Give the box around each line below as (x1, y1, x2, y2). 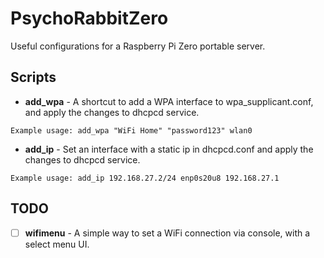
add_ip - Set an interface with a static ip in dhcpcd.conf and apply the (24, 143, 314, 155)
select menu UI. (24, 238, 90, 250)
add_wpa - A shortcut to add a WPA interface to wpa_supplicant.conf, (24, 95, 314, 107)
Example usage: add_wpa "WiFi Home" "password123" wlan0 (10, 125, 253, 136)
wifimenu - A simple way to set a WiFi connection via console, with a (24, 227, 311, 239)
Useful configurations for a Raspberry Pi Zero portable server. (10, 40, 266, 52)
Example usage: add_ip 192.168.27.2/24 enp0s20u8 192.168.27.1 (10, 173, 280, 183)
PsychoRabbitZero (10, 7, 169, 30)
